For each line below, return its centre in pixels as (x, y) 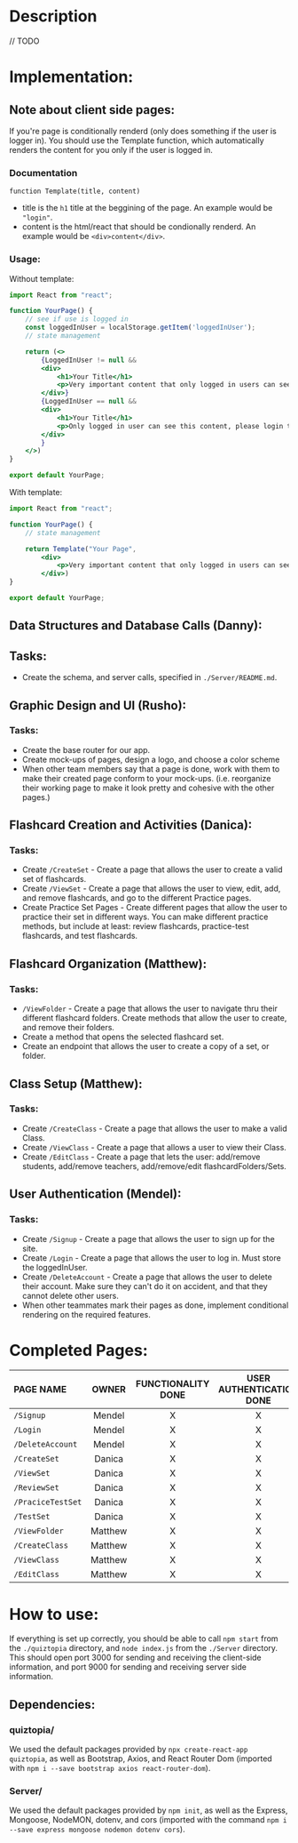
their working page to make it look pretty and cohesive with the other (148, 788)
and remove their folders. (68, 1028)
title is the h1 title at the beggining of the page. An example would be (147, 208)
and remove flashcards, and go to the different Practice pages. (137, 898)
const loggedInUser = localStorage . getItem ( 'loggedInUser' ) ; (140, 328)
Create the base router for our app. (86, 749)
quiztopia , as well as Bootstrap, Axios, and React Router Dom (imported (141, 1759)
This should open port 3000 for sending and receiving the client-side (135, 1658)
